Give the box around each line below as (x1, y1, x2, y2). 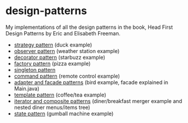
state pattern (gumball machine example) (14, 110, 114, 117)
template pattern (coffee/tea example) (14, 91, 106, 98)
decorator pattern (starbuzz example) (14, 54, 105, 61)
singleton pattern (14, 66, 56, 73)
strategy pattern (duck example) (14, 41, 92, 48)
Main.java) (14, 85, 39, 92)
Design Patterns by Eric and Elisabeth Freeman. (5, 29, 121, 36)
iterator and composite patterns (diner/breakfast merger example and (14, 97, 183, 104)
